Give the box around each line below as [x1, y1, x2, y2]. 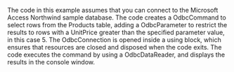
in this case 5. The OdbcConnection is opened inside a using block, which [7, 36, 221, 44]
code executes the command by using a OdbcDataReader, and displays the [7, 50, 226, 59]
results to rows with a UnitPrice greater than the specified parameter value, [7, 28, 225, 36]
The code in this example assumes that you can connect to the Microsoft [7, 6, 219, 14]
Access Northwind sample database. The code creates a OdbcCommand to [7, 13, 226, 22]
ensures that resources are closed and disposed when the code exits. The [7, 43, 222, 51]
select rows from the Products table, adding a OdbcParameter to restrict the [7, 21, 228, 29]
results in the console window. [7, 58, 96, 66]
